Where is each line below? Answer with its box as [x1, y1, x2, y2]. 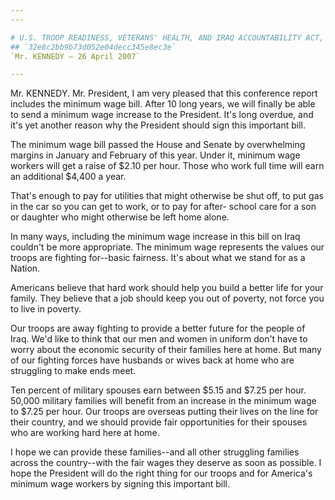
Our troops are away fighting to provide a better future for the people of [10, 322, 306, 335]
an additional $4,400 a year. [10, 171, 127, 183]
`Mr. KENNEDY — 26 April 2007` [10, 51, 141, 61]
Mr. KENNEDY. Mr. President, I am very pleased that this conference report [10, 87, 318, 100]
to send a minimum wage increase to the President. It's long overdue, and [10, 109, 314, 121]
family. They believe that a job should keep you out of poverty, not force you [10, 292, 325, 305]
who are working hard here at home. [10, 427, 160, 439]
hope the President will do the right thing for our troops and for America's [10, 467, 313, 480]
